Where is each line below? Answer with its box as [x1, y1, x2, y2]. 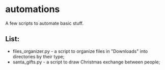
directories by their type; [12, 53, 65, 59]
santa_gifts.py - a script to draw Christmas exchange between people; [12, 59, 160, 65]
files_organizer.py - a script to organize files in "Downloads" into [12, 48, 148, 54]
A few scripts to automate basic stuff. [5, 20, 84, 26]
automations [5, 4, 60, 15]
